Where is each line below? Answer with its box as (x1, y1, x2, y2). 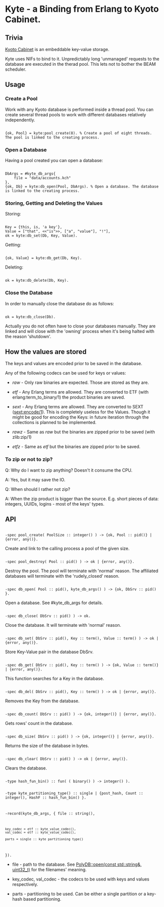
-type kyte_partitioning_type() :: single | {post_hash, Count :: (5, 791, 143, 796)
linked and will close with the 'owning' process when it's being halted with (5, 328, 155, 334)
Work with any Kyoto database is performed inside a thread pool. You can (5, 107, 154, 112)
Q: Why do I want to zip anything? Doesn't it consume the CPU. (5, 467, 133, 473)
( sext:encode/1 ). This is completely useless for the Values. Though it (12, 409, 150, 415)
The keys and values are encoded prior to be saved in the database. (5, 361, 142, 367)
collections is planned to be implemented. (12, 420, 96, 426)
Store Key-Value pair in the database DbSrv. (5, 649, 94, 655)
